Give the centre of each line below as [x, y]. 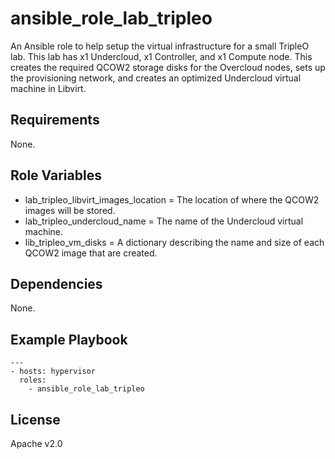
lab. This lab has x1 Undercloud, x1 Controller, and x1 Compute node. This [161, 56]
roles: [33, 380]
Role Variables [56, 175]
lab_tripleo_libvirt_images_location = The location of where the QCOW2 [172, 199]
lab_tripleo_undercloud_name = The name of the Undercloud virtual [164, 221]
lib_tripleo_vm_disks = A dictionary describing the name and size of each [174, 242]
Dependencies [56, 283]
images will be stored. [70, 210]
